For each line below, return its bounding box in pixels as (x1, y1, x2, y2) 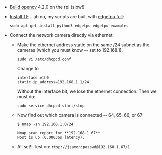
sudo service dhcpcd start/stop (17, 103, 85, 108)
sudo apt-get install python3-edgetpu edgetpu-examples (9, 23, 129, 28)
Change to (17, 66, 39, 71)
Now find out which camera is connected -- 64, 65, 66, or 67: (17, 112, 144, 118)
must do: (17, 94, 36, 99)
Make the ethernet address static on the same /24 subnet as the (17, 42, 150, 48)
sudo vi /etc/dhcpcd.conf (17, 57, 71, 62)
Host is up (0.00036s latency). (17, 135, 85, 140)
